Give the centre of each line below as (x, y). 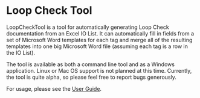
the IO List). (21, 52)
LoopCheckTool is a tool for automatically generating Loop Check (88, 27)
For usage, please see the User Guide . (54, 88)
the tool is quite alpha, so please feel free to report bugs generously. (91, 77)
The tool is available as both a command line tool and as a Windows (91, 64)
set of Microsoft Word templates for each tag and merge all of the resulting (99, 40)
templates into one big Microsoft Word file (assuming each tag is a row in (97, 46)
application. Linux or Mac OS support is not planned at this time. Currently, (99, 70)
